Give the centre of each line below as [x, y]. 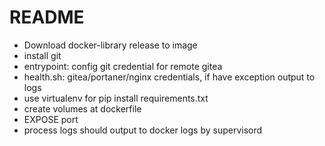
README [47, 17]
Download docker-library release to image [110, 45]
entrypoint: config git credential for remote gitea [123, 66]
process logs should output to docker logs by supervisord [143, 130]
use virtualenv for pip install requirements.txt [116, 98]
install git [42, 55]
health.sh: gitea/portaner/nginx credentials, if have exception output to [169, 77]
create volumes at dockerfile [82, 108]
